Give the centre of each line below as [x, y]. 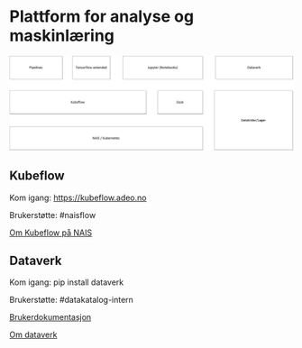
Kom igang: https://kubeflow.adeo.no [78, 197]
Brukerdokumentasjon [50, 317]
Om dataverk [33, 334]
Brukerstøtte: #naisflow [53, 215]
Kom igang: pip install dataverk [67, 282]
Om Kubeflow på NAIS [51, 233]
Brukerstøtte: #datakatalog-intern [71, 300]
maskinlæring [62, 36]
